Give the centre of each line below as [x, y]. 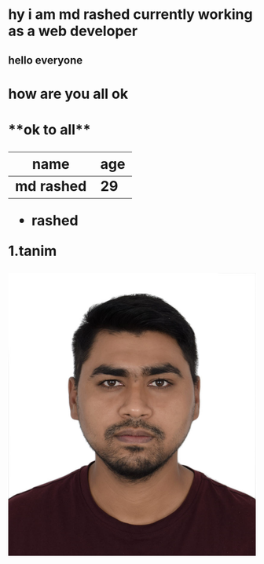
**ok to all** [49, 129]
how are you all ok [68, 94]
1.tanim [33, 251]
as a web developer [73, 31]
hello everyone [46, 60]
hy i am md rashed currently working [130, 15]
